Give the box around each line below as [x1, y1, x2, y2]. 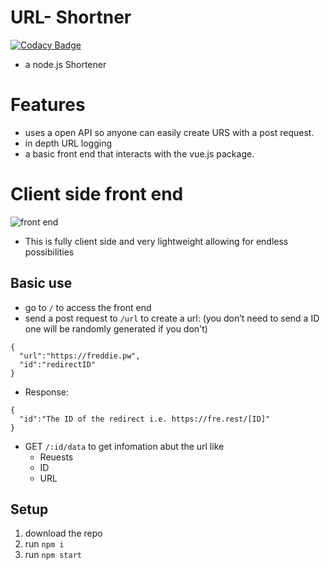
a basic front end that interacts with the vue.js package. [24, 147, 255, 160]
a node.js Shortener [24, 58, 107, 70]
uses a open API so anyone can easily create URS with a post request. [24, 126, 315, 138]
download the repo [24, 527, 103, 540]
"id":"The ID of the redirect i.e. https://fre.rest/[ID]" [19, 414, 271, 424]
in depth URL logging [24, 137, 112, 149]
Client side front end [10, 183, 184, 206]
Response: [24, 386, 69, 398]
